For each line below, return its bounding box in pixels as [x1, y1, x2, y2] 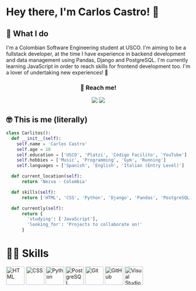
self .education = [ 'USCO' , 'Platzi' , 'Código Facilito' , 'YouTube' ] [16, 152, 187, 158]
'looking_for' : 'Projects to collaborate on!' [27, 222, 143, 228]
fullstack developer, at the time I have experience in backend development [6, 50, 185, 57]
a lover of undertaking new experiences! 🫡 [6, 69, 108, 76]
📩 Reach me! [80, 83, 117, 91]
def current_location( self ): [11, 173, 82, 179]
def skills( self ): [11, 189, 57, 195]
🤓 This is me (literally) [6, 114, 88, 125]
